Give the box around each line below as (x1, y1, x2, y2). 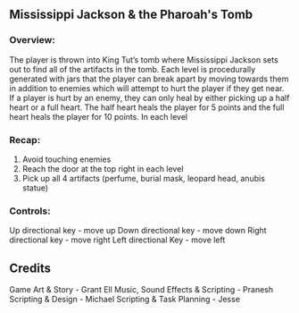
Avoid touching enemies (21, 154, 112, 165)
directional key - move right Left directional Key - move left (9, 234, 226, 245)
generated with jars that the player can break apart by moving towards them (9, 73, 289, 84)
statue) (21, 182, 49, 193)
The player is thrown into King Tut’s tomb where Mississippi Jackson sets (9, 54, 278, 65)
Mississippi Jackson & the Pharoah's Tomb (9, 7, 253, 22)
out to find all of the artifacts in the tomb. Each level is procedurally (9, 63, 256, 74)
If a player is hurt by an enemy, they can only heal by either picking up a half (9, 92, 290, 103)
